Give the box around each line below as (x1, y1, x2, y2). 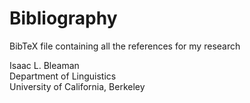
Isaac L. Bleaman (9, 59, 80, 71)
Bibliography (9, 7, 118, 30)
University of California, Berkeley (9, 80, 146, 92)
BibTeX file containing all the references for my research (9, 40, 241, 52)
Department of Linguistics (9, 70, 117, 82)
